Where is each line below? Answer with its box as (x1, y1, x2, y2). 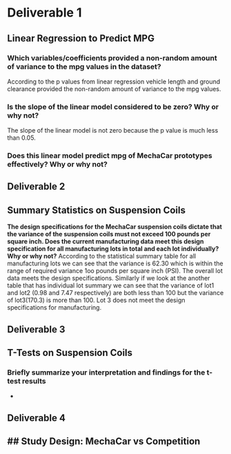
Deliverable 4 (7, 412, 66, 424)
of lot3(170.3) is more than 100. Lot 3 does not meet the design (7, 296, 185, 305)
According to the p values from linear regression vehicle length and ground (7, 77, 221, 86)
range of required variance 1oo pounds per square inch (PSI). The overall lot (7, 267, 223, 275)
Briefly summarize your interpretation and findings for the (7, 368, 205, 377)
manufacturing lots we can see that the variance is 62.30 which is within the (7, 259, 223, 267)
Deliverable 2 (7, 181, 66, 193)
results (21, 377, 46, 386)
